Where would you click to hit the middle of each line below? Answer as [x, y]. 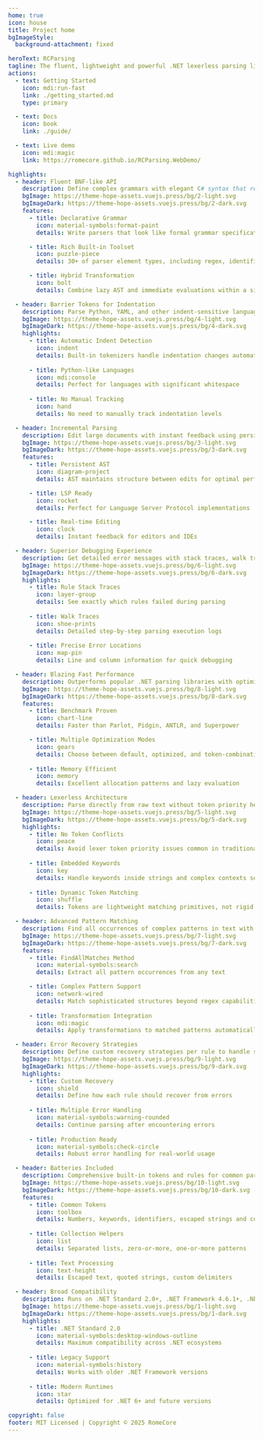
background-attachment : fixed [64, 45]
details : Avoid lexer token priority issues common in [128, 849]
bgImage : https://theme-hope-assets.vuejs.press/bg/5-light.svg [129, 812]
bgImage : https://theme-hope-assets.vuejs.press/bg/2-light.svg [129, 196]
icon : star [54, 1394]
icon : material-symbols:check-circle [97, 1147]
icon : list [54, 1241]
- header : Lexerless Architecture [71, 798]
